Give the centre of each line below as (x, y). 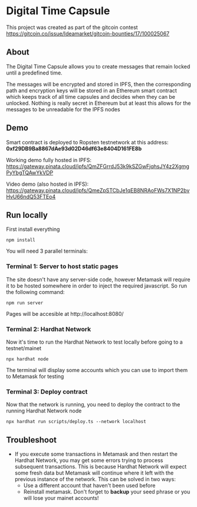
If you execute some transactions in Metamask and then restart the (96, 454)
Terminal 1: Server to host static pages (62, 266)
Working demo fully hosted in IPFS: (49, 160)
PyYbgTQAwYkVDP (30, 172)
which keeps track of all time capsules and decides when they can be (91, 96)
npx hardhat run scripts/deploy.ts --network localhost (76, 422)
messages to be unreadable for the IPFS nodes (63, 109)
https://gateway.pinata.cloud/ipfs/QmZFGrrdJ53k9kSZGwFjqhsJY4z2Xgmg (98, 166)
